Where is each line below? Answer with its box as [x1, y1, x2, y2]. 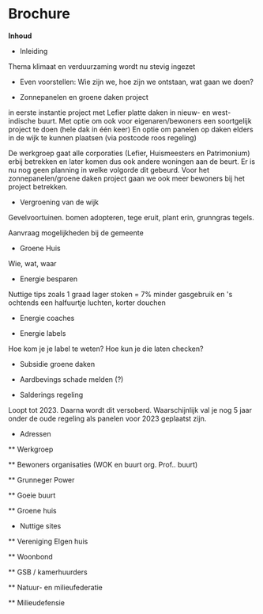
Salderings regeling [19, 390, 84, 399]
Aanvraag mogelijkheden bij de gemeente [8, 227, 144, 238]
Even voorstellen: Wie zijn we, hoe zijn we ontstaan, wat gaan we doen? [19, 77, 254, 86]
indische [8, 116, 36, 125]
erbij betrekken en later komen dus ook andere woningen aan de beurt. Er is [8, 156, 255, 166]
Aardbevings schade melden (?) [19, 374, 124, 384]
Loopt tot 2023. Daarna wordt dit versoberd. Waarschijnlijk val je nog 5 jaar [8, 405, 253, 414]
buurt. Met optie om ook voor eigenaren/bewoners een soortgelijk [37, 116, 252, 125]
